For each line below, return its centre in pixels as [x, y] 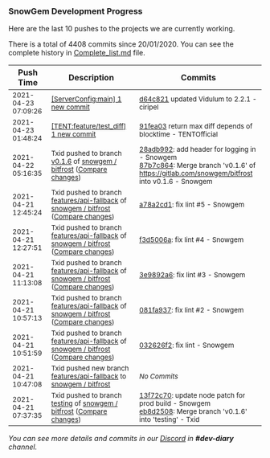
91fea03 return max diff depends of [196, 127]
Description [91, 78]
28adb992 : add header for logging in [198, 149]
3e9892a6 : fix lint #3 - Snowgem [192, 275]
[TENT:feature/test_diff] [89, 127]
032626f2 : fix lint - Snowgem [187, 346]
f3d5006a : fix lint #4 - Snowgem [192, 240]
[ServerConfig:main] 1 [86, 99]
